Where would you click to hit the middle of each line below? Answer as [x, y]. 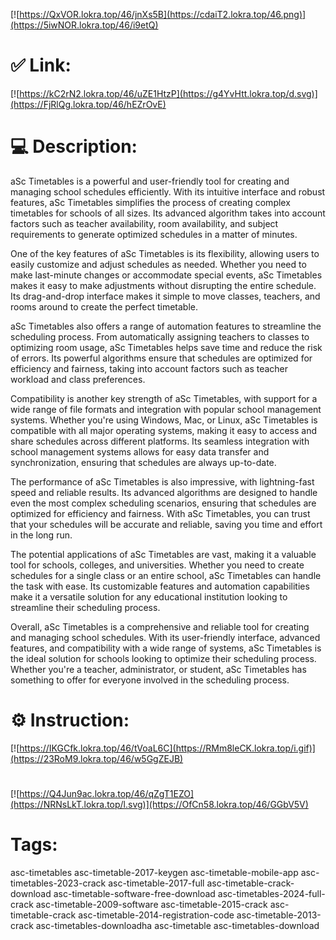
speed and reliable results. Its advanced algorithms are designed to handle [164, 492]
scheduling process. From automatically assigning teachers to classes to [160, 336]
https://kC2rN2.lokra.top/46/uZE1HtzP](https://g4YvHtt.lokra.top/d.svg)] [168, 93]
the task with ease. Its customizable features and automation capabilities [160, 586]
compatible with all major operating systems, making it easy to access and [163, 430]
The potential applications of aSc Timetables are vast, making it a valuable [163, 554]
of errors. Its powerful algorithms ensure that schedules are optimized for [161, 358]
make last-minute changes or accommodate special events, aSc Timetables [166, 275]
